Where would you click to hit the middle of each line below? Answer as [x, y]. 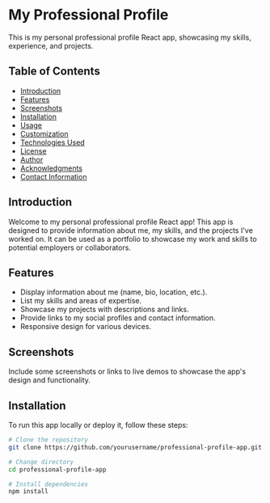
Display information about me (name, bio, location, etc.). [114, 292]
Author [32, 159]
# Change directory [41, 462]
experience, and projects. [51, 45]
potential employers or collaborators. [70, 247]
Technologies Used [52, 142]
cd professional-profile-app [57, 469]
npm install [28, 492]
